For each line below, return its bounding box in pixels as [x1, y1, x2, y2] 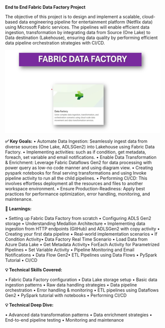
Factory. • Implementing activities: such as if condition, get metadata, [5, 149, 146, 155]
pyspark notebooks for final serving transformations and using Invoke [5, 170, 147, 176]
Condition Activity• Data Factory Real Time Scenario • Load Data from [5, 236, 148, 242]
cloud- [142, 14, 156, 19]
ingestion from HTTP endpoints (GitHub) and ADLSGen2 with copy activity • [5, 226, 160, 232]
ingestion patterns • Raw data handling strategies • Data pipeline [5, 282, 137, 288]
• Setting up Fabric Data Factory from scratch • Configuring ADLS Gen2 [5, 216, 152, 221]
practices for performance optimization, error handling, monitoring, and [5, 191, 150, 197]
